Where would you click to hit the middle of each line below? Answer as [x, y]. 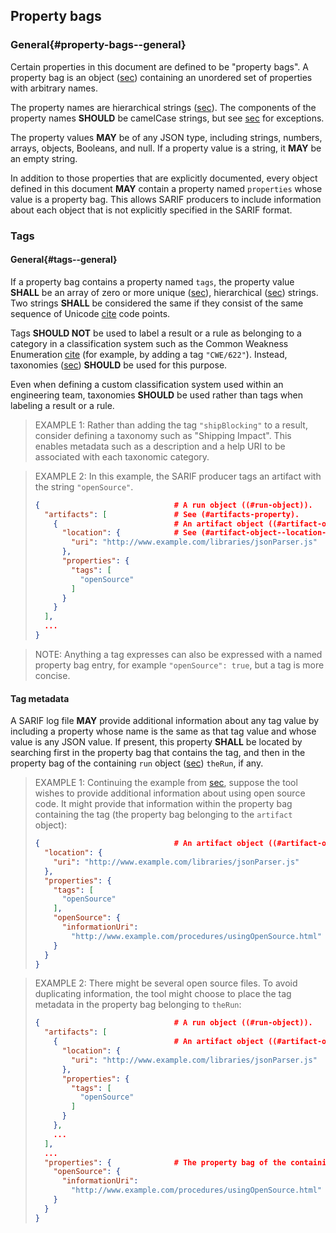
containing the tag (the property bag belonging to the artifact [163, 815]
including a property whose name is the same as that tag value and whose [163, 731]
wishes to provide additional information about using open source [170, 793]
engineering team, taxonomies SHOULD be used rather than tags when [157, 395]
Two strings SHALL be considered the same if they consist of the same [157, 303]
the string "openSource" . [84, 486]
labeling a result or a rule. [62, 405]
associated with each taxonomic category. [122, 456]
